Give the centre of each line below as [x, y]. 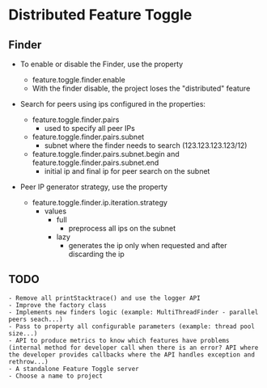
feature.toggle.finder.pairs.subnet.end [95, 162]
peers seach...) [36, 319]
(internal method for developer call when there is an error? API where [133, 348]
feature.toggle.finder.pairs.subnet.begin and [106, 154]
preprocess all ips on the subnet [122, 228]
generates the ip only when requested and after [148, 245]
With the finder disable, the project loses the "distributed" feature [141, 88]
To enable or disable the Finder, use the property [102, 64]
